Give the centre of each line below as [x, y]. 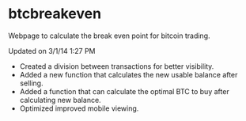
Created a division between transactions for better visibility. [117, 66]
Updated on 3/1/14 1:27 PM [52, 51]
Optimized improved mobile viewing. [79, 108]
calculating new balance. [60, 100]
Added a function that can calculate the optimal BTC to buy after [124, 91]
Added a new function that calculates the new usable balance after [129, 74]
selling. [31, 83]
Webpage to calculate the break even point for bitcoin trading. [109, 36]
